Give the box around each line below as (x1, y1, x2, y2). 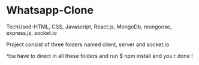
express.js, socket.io (6, 29, 57, 36)
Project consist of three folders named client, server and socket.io (6, 41, 170, 48)
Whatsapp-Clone (6, 4, 94, 17)
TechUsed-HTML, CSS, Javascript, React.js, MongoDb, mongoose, (6, 23, 172, 30)
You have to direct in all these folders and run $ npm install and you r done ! (6, 52, 193, 59)
